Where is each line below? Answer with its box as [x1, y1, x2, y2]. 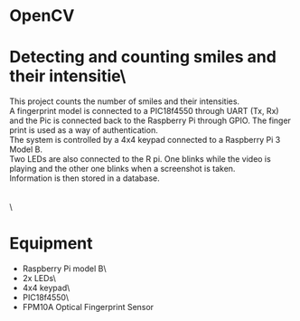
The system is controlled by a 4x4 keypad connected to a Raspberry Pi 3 [9, 135, 281, 146]
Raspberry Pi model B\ [22, 263, 107, 274]
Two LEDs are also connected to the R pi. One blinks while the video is [9, 154, 271, 165]
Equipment [9, 233, 93, 254]
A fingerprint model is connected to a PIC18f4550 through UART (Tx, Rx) [9, 106, 279, 117]
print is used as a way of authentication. [9, 125, 158, 136]
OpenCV [9, 5, 75, 26]
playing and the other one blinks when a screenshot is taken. [9, 164, 236, 175]
